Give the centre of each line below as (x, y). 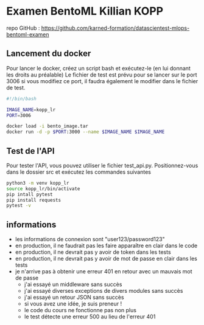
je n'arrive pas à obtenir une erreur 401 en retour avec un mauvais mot (104, 272)
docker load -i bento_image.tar (47, 126)
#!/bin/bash (21, 98)
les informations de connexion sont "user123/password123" (90, 239)
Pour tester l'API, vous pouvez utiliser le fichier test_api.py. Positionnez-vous (102, 165)
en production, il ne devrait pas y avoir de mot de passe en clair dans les (106, 259)
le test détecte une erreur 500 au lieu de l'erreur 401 (90, 316)
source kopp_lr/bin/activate (43, 189)
